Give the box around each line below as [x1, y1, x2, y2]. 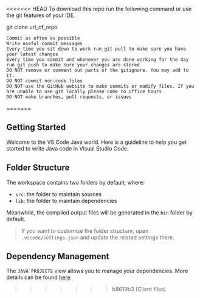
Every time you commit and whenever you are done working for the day [6, 57, 189, 63]
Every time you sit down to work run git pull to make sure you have [6, 46, 187, 52]
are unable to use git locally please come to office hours [6, 88, 162, 94]
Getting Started [6, 122, 66, 133]
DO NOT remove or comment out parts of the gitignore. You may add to [6, 67, 189, 73]
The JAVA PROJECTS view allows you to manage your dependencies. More [6, 268, 188, 275]
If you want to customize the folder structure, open [21, 227, 149, 234]
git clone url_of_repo [6, 24, 58, 30]
